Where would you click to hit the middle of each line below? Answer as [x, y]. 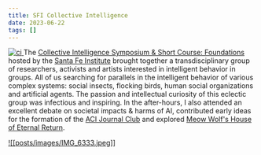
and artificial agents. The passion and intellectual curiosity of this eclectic [127, 94]
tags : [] [22, 30]
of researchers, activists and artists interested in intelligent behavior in [122, 69]
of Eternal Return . [37, 127]
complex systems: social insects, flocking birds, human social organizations [131, 86]
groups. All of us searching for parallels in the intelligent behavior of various [131, 77]
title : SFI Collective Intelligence [68, 15]
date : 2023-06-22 [37, 23]
